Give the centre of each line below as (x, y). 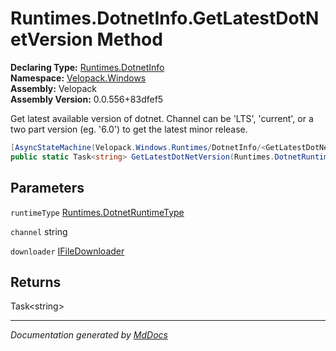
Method (129, 39)
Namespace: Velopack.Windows (78, 78)
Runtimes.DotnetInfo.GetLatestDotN (165, 18)
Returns (36, 282)
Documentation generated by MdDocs (89, 335)
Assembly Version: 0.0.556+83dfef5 (87, 99)
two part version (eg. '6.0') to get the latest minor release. (129, 129)
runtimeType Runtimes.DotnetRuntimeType (97, 212)
